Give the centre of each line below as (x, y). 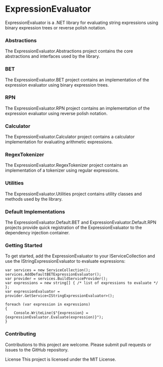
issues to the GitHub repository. (37, 350)
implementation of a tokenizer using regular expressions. (62, 170)
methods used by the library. (34, 199)
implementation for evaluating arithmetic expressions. (59, 142)
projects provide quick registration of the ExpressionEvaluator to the (74, 228)
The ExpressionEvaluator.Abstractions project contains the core (69, 51)
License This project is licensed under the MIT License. (61, 359)
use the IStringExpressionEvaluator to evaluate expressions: (65, 261)
